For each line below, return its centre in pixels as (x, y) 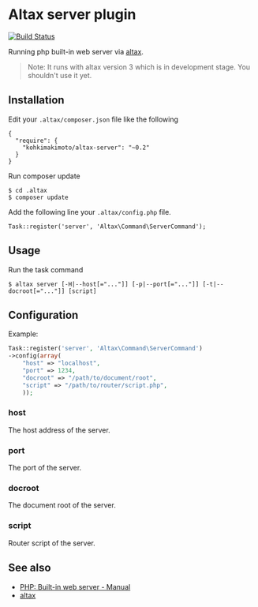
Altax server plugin (72, 15)
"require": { (37, 141)
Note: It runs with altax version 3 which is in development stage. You (139, 67)
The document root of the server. (62, 505)
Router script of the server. (52, 543)
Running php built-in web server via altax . (76, 51)
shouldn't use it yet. (60, 75)
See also (30, 568)
